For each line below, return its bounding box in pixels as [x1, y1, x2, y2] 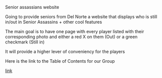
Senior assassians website [5, 4, 59, 10]
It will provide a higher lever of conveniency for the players [5, 49, 125, 54]
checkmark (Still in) [5, 39, 45, 45]
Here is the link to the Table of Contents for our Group [5, 58, 115, 64]
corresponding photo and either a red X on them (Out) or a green [5, 34, 138, 39]
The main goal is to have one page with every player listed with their [5, 29, 145, 34]
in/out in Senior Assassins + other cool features [5, 19, 103, 25]
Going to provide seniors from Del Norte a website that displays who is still [5, 14, 158, 19]
